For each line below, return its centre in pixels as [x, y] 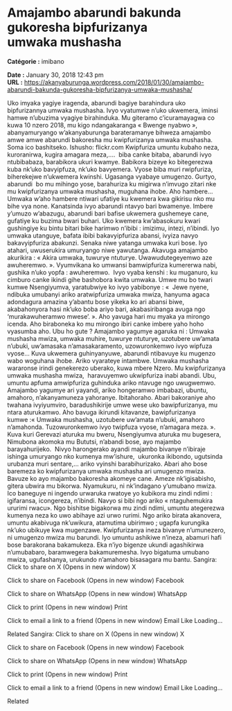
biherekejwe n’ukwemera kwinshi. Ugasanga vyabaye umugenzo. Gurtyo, [112, 176]
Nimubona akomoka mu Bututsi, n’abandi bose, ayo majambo [94, 441]
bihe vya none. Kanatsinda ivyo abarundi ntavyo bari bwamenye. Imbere [110, 206]
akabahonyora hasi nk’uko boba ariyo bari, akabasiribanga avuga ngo [106, 309]
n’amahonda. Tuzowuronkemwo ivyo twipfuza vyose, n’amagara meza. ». [111, 427]
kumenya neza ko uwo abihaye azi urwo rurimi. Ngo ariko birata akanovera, [114, 515]
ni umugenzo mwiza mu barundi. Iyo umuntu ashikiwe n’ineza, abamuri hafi [114, 537]
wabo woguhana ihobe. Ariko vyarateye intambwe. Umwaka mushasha [108, 360]
